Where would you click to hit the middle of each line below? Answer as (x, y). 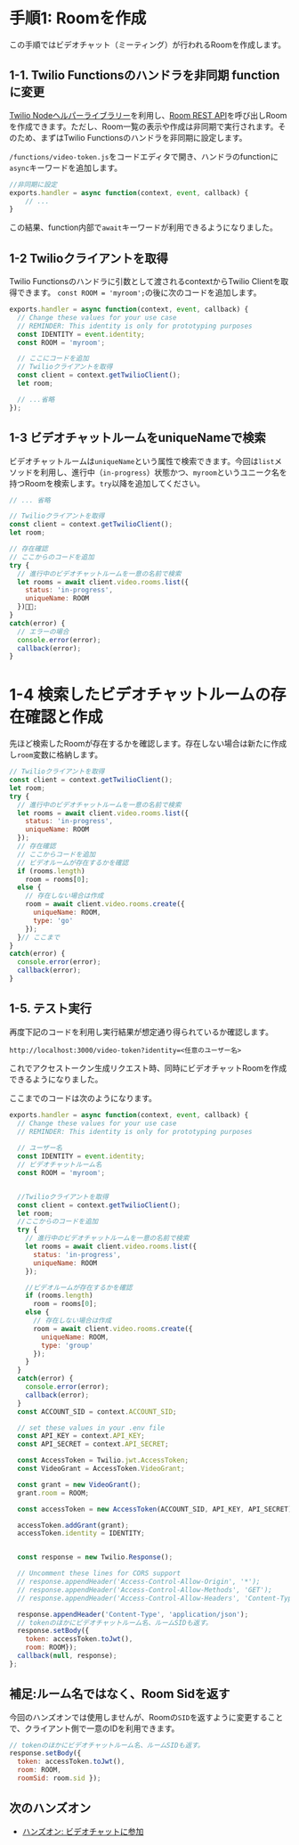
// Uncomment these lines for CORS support (99, 1573)
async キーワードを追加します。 (66, 167)
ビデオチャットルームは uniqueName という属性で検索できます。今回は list (142, 461)
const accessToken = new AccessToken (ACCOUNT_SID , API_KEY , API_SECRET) (155, 1509)
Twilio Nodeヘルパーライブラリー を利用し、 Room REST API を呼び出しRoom (148, 115)
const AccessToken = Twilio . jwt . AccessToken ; (103, 1461)
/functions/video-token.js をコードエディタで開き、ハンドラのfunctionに (144, 156)
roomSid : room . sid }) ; (59, 1778)
